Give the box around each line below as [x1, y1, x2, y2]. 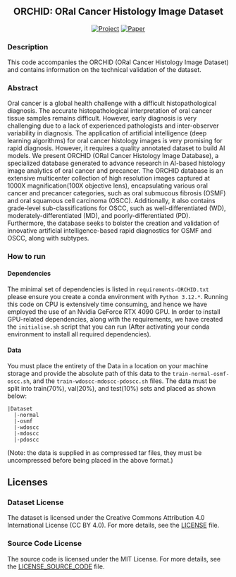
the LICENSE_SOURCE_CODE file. [7, 562, 105, 571]
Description [7, 42, 49, 51]
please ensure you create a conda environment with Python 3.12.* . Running [7, 292, 228, 300]
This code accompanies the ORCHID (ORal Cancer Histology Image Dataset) [7, 58, 229, 66]
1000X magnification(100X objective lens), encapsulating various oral [7, 181, 208, 190]
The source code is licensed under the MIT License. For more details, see [7, 554, 221, 563]
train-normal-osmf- [172, 370, 230, 377]
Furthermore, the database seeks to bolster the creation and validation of [7, 219, 220, 228]
